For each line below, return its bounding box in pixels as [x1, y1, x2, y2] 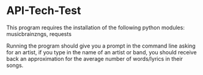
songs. [6, 62, 24, 69]
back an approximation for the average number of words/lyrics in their [6, 55, 183, 62]
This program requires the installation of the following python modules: [6, 24, 185, 31]
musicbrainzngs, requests [6, 30, 72, 37]
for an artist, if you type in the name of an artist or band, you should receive [6, 48, 197, 55]
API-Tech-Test [6, 4, 81, 18]
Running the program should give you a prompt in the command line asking [6, 42, 196, 49]
